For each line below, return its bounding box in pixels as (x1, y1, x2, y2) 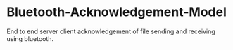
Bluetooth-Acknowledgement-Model (6, 4, 227, 20)
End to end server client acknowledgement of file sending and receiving (6, 27, 215, 35)
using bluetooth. (6, 34, 54, 42)
